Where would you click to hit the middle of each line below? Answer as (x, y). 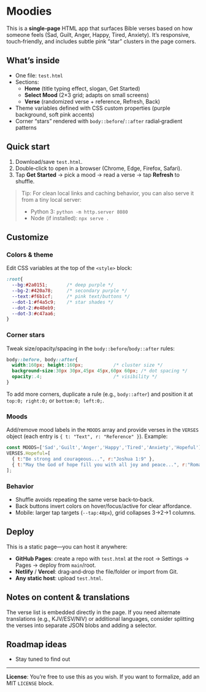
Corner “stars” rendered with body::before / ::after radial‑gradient (99, 121)
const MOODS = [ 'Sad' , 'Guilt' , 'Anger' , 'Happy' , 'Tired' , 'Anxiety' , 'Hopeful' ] (104, 448)
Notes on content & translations (68, 597)
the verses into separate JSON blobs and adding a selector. (82, 625)
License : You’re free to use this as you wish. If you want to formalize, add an (103, 677)
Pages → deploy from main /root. (55, 565)
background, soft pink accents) (55, 114)
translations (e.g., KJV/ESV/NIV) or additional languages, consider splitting (100, 618)
